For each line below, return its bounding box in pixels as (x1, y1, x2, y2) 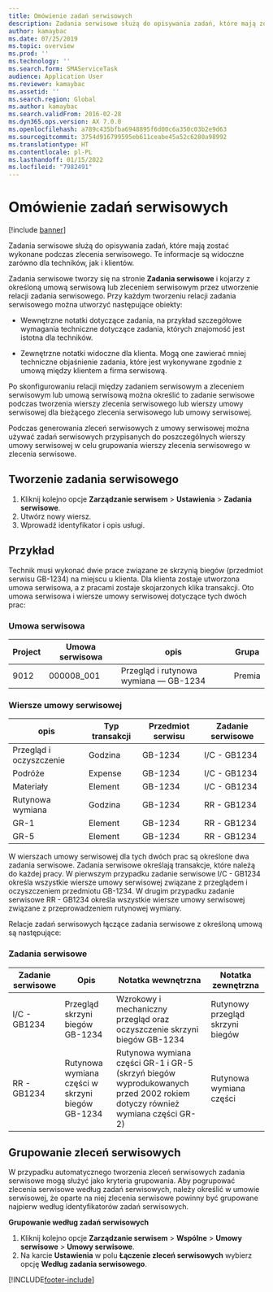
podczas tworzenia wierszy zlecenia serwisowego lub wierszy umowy (8, 399, 244, 409)
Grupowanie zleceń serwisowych (8, 1146, 181, 1159)
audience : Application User (8, 72, 104, 80)
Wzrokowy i (116, 993, 162, 1004)
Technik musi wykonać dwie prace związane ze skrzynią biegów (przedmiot (8, 565, 263, 575)
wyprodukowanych (116, 1077, 189, 1089)
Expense (88, 768, 122, 779)
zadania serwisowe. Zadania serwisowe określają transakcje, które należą (8, 860, 256, 870)
